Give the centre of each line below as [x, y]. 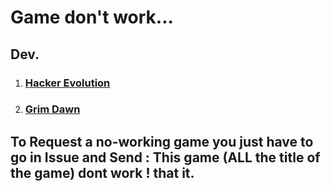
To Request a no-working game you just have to [162, 141]
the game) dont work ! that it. [102, 172]
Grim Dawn [52, 109]
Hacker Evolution [67, 83]
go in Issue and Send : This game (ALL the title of [165, 157]
